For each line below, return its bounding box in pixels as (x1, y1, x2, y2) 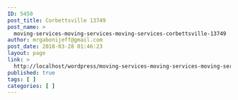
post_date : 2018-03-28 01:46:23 (7, 43, 103, 50)
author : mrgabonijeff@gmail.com (7, 37, 103, 44)
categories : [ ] (7, 82, 55, 89)
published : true (7, 69, 55, 76)
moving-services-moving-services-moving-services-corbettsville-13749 (13, 30, 227, 37)
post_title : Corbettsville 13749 (7, 17, 106, 24)
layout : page (7, 50, 46, 57)
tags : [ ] (7, 75, 37, 83)
